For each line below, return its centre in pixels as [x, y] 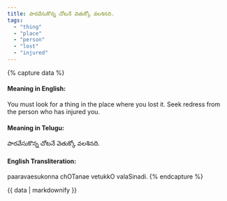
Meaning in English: [37, 89]
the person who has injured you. [53, 112]
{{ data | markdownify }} [42, 190]
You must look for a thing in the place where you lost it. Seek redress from [114, 104]
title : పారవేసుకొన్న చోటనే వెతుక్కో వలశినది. [61, 14]
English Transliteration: [42, 161]
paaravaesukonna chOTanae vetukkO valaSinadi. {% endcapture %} [105, 176]
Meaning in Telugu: [36, 127]
